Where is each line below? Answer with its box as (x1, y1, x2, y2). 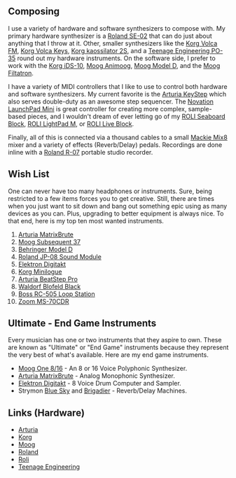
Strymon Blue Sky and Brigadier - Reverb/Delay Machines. (18, 386, 188, 395)
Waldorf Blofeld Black (18, 282, 81, 290)
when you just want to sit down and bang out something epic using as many (8, 202, 228, 210)
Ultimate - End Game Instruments (8, 318, 157, 330)
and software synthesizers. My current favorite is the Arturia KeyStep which (8, 90, 227, 98)
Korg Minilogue (18, 267, 62, 276)
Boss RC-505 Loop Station (18, 290, 95, 298)
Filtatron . (8, 69, 34, 77)
